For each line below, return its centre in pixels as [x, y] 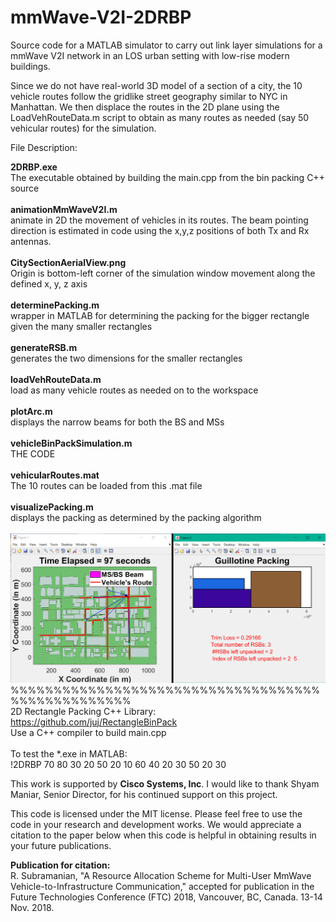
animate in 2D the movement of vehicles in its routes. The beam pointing [159, 220]
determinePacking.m [55, 305]
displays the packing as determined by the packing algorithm [136, 517]
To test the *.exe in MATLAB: [69, 753]
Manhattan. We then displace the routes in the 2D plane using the [145, 107]
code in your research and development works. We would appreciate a [156, 824]
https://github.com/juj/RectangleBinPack [94, 722]
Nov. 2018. [32, 907]
